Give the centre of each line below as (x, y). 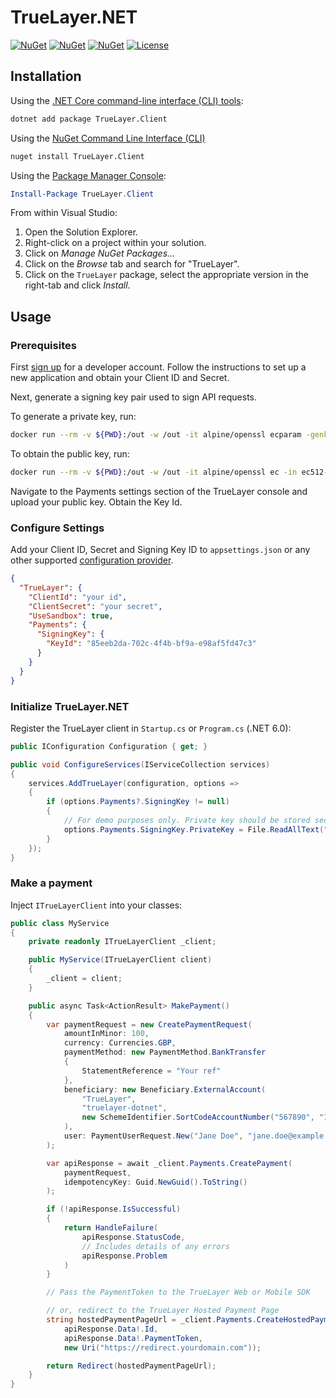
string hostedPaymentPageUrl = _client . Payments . (151, 1320)
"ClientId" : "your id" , (78, 597)
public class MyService (60, 923)
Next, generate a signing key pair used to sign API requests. (134, 397)
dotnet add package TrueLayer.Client (89, 119)
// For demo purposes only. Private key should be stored (187, 821)
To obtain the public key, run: (70, 453)
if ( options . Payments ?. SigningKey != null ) (138, 802)
